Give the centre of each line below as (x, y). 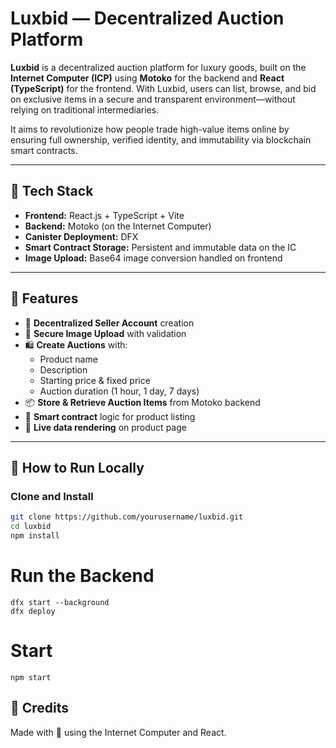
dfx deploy (33, 611)
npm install (35, 536)
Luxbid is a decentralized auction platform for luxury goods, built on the (158, 67)
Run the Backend (82, 576)
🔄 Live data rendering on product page (105, 427)
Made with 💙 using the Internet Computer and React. (118, 732)
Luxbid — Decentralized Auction (147, 18)
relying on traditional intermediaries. (85, 109)
